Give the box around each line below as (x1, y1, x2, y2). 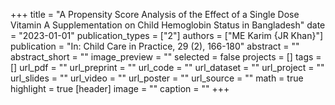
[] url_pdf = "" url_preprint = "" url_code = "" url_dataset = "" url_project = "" (10, 62, 325, 73)
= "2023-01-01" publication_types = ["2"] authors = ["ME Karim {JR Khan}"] (10, 30, 324, 41)
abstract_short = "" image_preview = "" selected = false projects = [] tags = (10, 51, 322, 63)
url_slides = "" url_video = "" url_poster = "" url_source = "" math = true (10, 72, 304, 84)
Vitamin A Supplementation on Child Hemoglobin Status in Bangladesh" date (10, 19, 326, 31)
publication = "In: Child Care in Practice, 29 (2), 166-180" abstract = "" (10, 40, 300, 52)
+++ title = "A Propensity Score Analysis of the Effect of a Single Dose (10, 9, 300, 20)
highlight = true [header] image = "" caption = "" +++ (10, 83, 230, 94)
